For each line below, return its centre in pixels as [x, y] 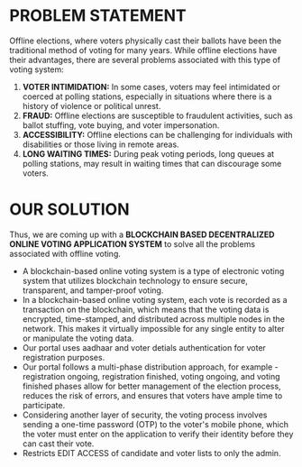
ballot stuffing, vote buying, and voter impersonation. [121, 125]
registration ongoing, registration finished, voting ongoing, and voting [151, 376]
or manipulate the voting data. [78, 338]
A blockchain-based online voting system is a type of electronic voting [153, 270]
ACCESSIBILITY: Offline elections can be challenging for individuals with [157, 134]
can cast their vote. [58, 444]
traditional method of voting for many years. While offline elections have [143, 50]
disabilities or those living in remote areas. [101, 144]
